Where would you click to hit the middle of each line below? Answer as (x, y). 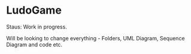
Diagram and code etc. (34, 45)
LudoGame (34, 10)
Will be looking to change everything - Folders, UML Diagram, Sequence (95, 38)
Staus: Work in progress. (37, 27)
